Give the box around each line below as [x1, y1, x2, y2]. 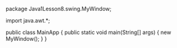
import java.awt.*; [5, 17, 50, 24]
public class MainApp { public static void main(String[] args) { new [5, 29, 172, 36]
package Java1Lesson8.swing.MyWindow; [5, 5, 112, 12]
